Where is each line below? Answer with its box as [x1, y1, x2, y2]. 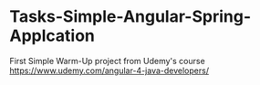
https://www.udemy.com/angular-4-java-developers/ [9, 65, 210, 76]
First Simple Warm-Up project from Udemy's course [9, 55, 205, 66]
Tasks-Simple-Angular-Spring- [9, 6, 252, 27]
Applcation [9, 25, 96, 46]
